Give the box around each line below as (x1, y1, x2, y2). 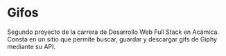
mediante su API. (7, 42, 56, 50)
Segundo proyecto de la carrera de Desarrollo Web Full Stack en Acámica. (7, 28, 220, 36)
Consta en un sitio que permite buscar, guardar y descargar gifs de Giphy (7, 35, 217, 43)
